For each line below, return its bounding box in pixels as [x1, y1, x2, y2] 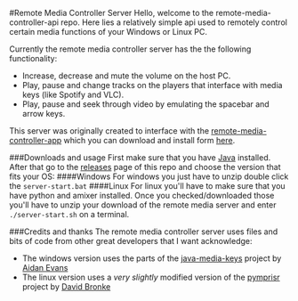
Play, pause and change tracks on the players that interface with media [21, 80, 283, 90]
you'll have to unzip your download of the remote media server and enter [9, 199, 277, 210]
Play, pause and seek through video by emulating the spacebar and [21, 99, 270, 110]
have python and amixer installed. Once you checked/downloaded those [9, 191, 275, 200]
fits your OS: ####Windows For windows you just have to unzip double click [9, 171, 289, 182]
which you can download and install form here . [63, 135, 236, 145]
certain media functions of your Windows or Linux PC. [9, 27, 207, 37]
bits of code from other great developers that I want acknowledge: [9, 236, 253, 246]
